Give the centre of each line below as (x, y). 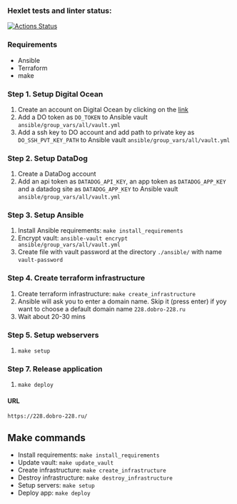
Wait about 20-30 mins (51, 316)
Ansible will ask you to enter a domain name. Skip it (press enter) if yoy (122, 301)
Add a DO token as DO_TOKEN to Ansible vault (82, 117)
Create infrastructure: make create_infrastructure (92, 470)
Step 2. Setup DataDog (47, 158)
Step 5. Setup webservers (53, 335)
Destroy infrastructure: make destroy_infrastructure (95, 478)
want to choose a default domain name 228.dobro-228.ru (101, 308)
